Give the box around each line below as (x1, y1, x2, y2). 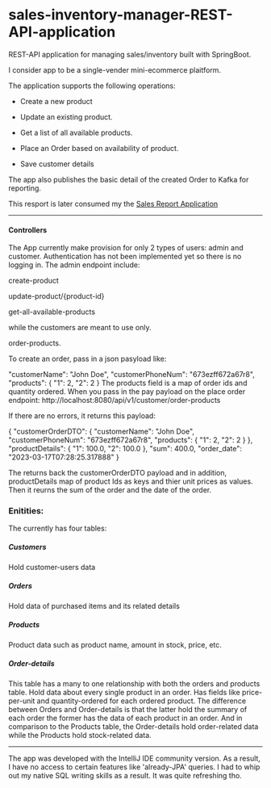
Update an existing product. (19, 111, 113, 122)
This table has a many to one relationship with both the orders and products (8, 679, 261, 689)
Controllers (8, 224, 48, 235)
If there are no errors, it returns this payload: (8, 411, 156, 421)
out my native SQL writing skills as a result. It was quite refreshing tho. (8, 771, 242, 781)
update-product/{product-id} (8, 291, 105, 301)
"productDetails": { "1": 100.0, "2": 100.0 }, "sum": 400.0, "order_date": (8, 444, 243, 454)
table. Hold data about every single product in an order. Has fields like (8, 688, 240, 698)
